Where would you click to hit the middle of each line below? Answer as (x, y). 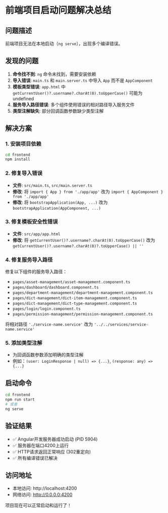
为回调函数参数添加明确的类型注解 (48, 355)
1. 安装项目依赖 (23, 144)
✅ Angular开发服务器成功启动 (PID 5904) (55, 439)
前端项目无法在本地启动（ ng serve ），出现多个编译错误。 (64, 44)
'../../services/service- (121, 325)
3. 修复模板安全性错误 (32, 222)
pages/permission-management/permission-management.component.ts (82, 314)
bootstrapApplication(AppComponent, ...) (57, 208)
